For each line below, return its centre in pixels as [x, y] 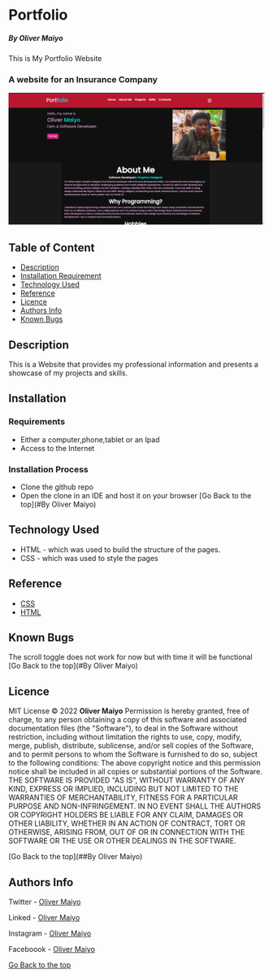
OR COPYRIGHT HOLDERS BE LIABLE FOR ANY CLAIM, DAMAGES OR [126, 815]
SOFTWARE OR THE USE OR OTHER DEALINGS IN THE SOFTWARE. [122, 841]
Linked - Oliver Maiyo [44, 918]
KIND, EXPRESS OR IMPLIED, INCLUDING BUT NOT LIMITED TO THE [123, 789]
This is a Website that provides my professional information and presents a [133, 364]
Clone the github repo [56, 487]
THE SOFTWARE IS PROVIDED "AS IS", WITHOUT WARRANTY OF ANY [127, 780]
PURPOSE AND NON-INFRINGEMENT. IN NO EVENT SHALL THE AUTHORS [135, 806]
